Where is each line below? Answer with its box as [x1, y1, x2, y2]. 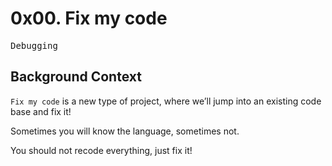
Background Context [10, 68, 142, 86]
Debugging [10, 40, 58, 51]
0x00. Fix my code [10, 7, 168, 30]
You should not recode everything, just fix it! [10, 144, 193, 156]
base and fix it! [10, 105, 72, 117]
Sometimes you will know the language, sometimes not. [10, 125, 240, 137]
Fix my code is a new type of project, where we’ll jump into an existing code [10, 95, 322, 107]
